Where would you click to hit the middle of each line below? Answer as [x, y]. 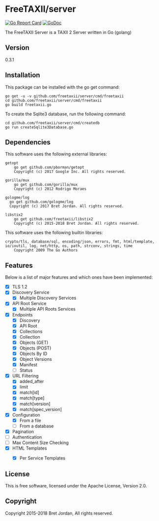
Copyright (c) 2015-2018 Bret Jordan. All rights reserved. [77, 224]
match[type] [32, 398]
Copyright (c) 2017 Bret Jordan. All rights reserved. [67, 206]
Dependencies [28, 142]
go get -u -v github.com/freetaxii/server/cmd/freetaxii [65, 96]
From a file [30, 420]
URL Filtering [25, 376]
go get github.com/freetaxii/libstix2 [53, 219]
